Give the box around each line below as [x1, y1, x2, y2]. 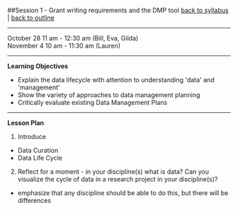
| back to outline [7, 13, 55, 22]
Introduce [17, 133, 46, 140]
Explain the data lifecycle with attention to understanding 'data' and [17, 76, 215, 84]
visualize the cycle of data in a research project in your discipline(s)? [17, 175, 218, 183]
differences [17, 197, 52, 204]
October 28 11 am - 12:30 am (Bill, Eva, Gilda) [7, 34, 139, 42]
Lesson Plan [7, 118, 45, 127]
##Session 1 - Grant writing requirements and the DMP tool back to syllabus [7, 6, 229, 14]
